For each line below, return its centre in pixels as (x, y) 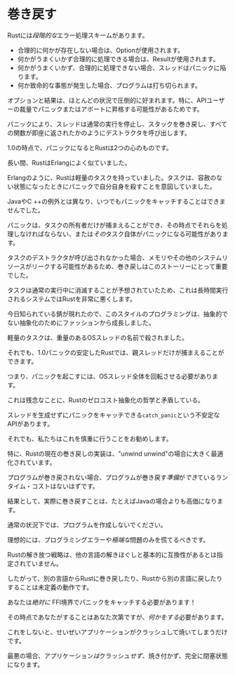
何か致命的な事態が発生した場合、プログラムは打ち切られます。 (109, 85)
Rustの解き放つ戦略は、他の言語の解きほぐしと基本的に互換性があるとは (112, 554)
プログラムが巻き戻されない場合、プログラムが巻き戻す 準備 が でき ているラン (118, 477)
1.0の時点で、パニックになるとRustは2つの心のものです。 (90, 148)
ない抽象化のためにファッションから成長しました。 (81, 322)
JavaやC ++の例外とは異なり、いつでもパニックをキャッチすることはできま (116, 201)
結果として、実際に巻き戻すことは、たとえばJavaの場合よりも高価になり (112, 501)
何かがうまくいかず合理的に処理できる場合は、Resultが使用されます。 (118, 59)
